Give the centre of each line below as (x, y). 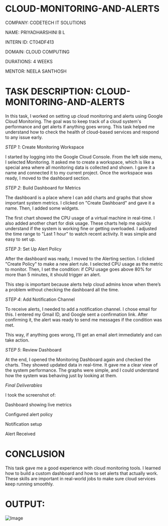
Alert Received (21, 434)
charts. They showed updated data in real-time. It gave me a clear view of (81, 365)
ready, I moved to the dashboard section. (48, 178)
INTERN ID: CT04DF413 (30, 42)
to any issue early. (24, 137)
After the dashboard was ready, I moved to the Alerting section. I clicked (80, 258)
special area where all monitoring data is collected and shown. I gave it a (80, 167)
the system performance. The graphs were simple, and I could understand (82, 370)
